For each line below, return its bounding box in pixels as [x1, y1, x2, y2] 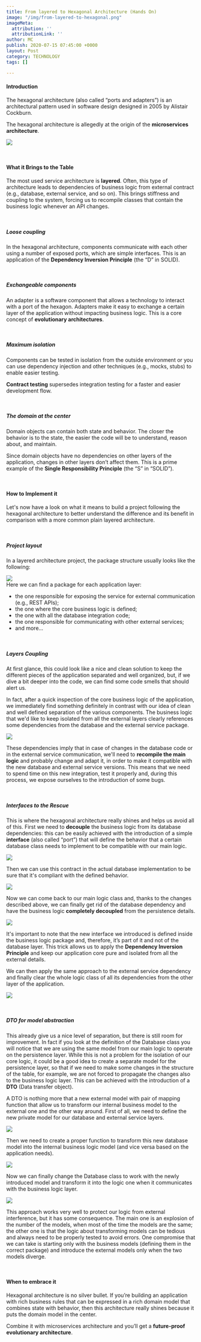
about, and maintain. [6, 440, 57, 448]
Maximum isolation [6, 341, 56, 349]
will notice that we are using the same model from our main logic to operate [6, 1045, 193, 1052]
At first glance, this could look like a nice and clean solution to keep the [6, 665, 182, 672]
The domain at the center [6, 412, 71, 419]
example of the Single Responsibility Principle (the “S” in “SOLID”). [6, 465, 174, 472]
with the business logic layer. [6, 1185, 78, 1192]
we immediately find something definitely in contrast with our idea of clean [6, 702, 191, 709]
